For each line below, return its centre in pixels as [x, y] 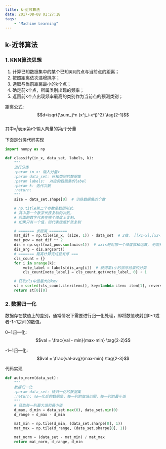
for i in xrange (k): [35, 263]
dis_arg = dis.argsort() [40, 250]
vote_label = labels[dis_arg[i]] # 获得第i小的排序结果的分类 [85, 268]
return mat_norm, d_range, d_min [48, 442]
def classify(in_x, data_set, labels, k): [49, 158]
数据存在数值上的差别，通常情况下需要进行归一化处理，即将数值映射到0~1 [80, 316]
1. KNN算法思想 [23, 60]
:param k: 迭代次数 [32, 186]
